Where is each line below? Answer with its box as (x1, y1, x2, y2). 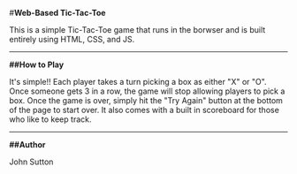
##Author (9, 140, 46, 149)
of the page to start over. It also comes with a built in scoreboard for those (9, 105, 280, 115)
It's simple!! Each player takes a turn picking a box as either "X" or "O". (9, 77, 267, 87)
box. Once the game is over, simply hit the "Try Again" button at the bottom (9, 95, 283, 105)
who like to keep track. (9, 114, 92, 125)
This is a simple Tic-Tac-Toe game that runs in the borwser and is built (9, 25, 266, 34)
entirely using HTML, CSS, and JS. (9, 34, 135, 44)
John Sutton (9, 156, 54, 167)
